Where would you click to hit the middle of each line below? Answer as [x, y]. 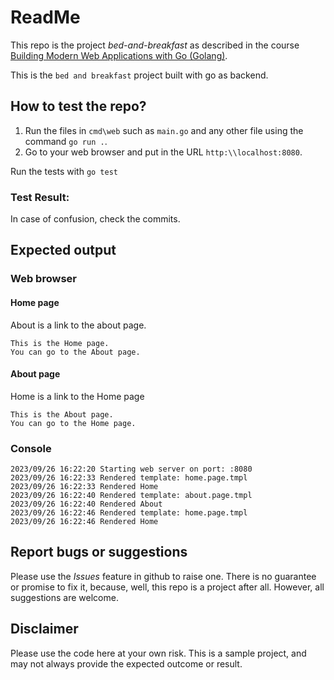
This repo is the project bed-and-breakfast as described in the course [155, 45]
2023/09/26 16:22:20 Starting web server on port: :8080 [131, 469]
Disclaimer [44, 629]
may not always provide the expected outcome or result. [126, 663]
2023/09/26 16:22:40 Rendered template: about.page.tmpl [131, 496]
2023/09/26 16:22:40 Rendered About [86, 504]
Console [31, 448]
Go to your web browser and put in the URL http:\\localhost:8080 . [163, 152]
